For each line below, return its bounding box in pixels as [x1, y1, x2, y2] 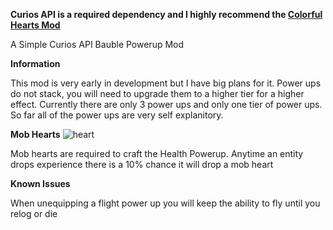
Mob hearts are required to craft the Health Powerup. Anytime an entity [10, 148, 304, 159]
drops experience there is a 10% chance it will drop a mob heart [10, 159, 274, 170]
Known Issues [10, 178, 71, 189]
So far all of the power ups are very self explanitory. [10, 109, 224, 121]
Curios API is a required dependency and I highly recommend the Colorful [10, 9, 323, 20]
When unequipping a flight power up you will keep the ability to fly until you [10, 197, 321, 209]
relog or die [10, 208, 58, 219]
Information [10, 58, 61, 69]
